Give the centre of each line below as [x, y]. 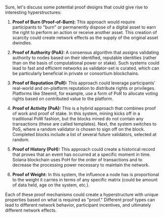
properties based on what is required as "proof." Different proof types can [80, 200]
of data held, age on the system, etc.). [51, 185]
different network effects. [31, 210]
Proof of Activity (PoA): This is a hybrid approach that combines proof [84, 108]
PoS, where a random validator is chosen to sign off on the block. [79, 129]
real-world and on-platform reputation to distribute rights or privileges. [84, 88]
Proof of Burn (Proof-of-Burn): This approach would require [74, 22]
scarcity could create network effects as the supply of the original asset [85, 37]
